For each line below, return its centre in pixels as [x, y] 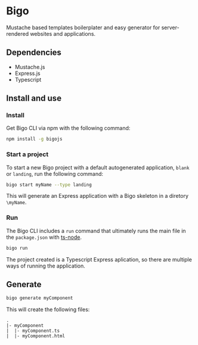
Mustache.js [30, 67]
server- [171, 27]
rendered [17, 33]
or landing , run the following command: [55, 173]
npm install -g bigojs [34, 139]
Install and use [34, 99]
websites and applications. [63, 33]
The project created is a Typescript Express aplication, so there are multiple [99, 259]
